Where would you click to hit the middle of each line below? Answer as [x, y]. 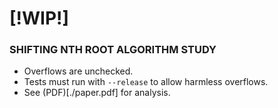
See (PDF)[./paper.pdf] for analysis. [97, 93]
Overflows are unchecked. [78, 71]
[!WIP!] [39, 18]
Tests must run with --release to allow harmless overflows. [146, 82]
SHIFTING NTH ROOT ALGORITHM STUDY [113, 50]
